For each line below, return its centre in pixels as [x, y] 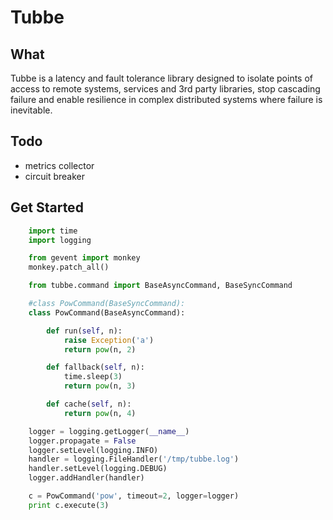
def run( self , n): [84, 331]
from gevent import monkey [84, 258]
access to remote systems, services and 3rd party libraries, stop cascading [165, 89]
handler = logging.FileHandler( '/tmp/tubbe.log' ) [134, 459]
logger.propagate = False [82, 441]
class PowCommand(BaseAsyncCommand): [107, 312]
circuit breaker [54, 176]
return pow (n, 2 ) [100, 349]
